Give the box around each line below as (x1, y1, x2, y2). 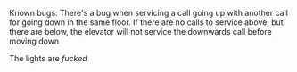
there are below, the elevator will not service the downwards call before (9, 27, 272, 36)
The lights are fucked (9, 53, 87, 63)
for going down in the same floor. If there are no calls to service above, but (9, 17, 284, 28)
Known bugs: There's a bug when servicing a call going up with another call (9, 8, 288, 18)
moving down (9, 36, 60, 46)
